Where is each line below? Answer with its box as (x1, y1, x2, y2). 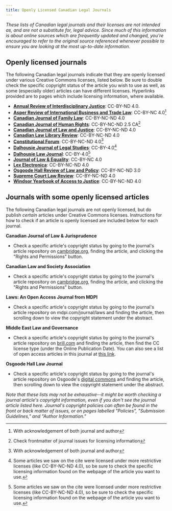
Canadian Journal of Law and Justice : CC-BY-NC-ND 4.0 (13, 126, 136, 133)
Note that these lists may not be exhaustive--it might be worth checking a (6, 391, 161, 398)
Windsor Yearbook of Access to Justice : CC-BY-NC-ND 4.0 (13, 178, 142, 184)
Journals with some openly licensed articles (6, 193, 150, 202)
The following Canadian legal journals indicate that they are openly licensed (6, 72, 165, 78)
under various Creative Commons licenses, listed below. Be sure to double (6, 77, 162, 83)
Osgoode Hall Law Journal (6, 361, 63, 367)
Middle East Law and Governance (6, 324, 79, 331)
